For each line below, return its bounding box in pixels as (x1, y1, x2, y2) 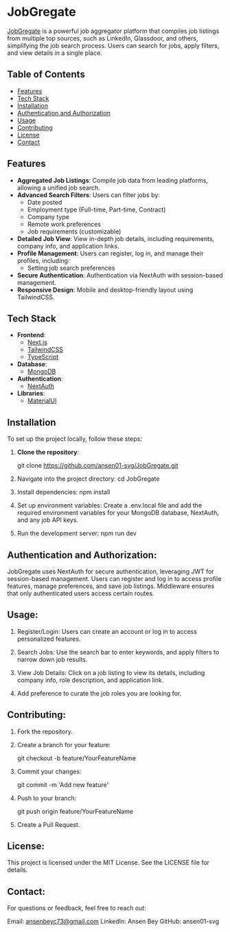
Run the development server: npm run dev (16, 530, 137, 538)
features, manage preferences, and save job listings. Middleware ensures (7, 582, 215, 590)
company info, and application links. (16, 242, 119, 250)
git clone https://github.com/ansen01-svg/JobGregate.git (16, 462, 179, 470)
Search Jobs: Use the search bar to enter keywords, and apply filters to (16, 648, 220, 656)
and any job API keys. (16, 516, 79, 524)
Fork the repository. (16, 727, 73, 736)
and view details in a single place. (7, 49, 103, 57)
